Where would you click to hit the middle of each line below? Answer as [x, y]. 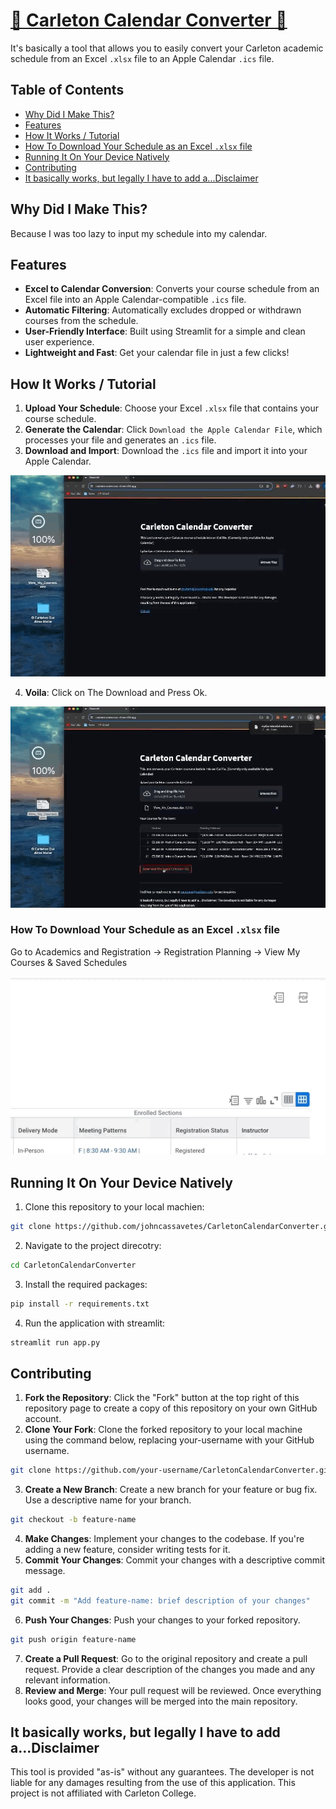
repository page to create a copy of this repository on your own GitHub [171, 1408]
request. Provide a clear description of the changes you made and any [169, 1669]
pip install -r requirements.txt [80, 1304]
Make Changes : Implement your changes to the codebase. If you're [164, 1539]
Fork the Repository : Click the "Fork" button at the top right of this [162, 1398]
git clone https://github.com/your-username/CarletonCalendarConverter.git [171, 1470]
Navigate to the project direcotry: [93, 1245]
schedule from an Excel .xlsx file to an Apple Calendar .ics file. [142, 58]
